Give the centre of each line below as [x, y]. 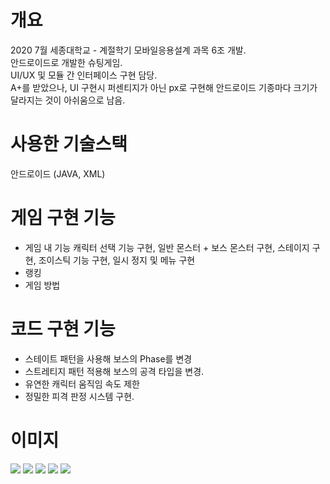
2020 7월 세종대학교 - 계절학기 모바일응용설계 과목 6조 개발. [128, 50]
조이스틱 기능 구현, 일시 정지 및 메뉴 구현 [117, 260]
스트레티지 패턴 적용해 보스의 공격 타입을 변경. [114, 371]
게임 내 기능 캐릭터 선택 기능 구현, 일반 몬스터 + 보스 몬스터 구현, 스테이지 [167, 247]
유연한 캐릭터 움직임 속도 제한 [82, 383]
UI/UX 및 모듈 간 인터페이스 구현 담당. [84, 75]
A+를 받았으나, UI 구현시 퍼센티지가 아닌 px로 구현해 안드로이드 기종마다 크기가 [164, 87]
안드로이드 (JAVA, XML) [58, 173]
